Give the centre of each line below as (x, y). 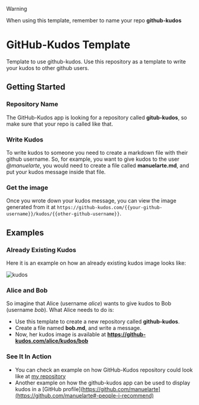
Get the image (27, 187)
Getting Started (36, 87)
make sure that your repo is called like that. (60, 124)
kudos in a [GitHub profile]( (49, 389)
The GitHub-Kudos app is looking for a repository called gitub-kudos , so (97, 117)
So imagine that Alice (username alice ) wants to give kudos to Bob (89, 303)
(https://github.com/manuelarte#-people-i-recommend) (84, 395)
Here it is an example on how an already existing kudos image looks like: (96, 263)
